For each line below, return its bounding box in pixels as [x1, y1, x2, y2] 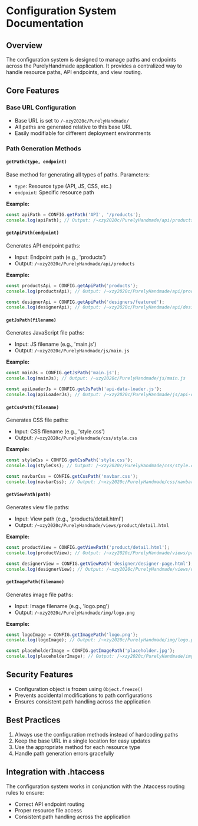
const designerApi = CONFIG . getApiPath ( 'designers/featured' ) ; [6, 299, 165, 305]
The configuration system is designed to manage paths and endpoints [6, 56, 177, 63]
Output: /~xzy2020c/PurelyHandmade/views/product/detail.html [14, 521, 169, 528]
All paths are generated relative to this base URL [14, 123, 133, 130]
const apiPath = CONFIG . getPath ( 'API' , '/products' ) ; [6, 211, 141, 217]
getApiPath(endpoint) [6, 230, 60, 236]
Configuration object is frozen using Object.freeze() [14, 685, 143, 692]
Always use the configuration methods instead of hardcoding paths [14, 731, 179, 738]
